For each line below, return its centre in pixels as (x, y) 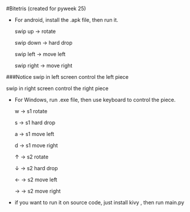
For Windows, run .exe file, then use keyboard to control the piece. (95, 100)
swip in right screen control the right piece (57, 88)
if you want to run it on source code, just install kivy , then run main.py (99, 202)
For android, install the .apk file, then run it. (66, 20)
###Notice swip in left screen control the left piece (67, 77)
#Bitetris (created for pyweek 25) (46, 9)
